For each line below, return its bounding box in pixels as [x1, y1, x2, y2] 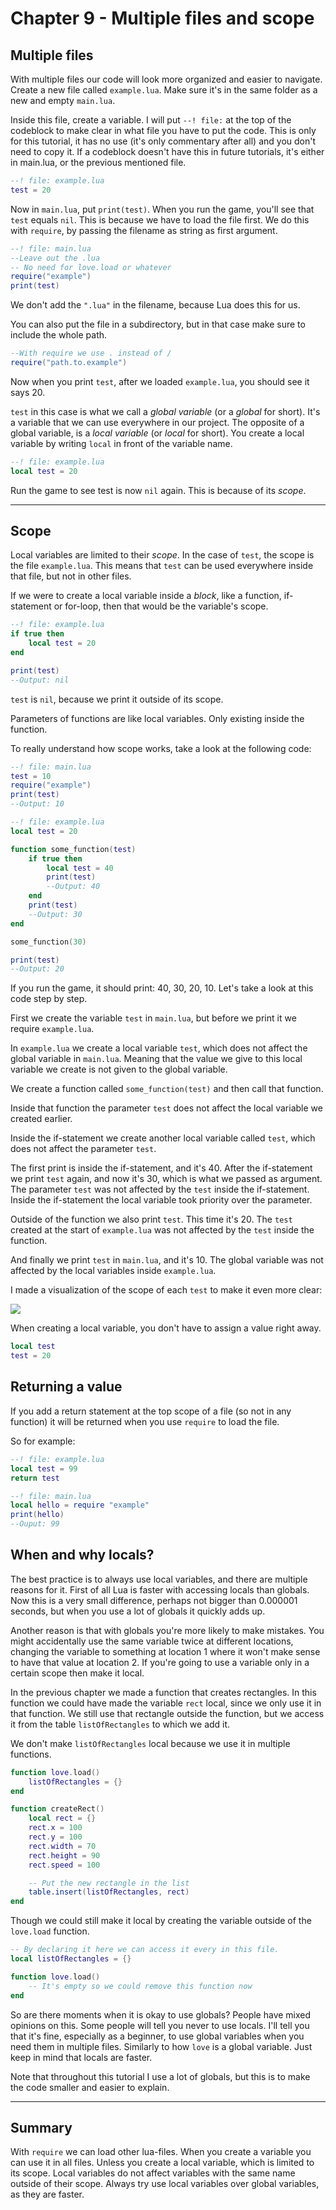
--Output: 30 [28, 909, 83, 919]
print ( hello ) [10, 1510, 65, 1520]
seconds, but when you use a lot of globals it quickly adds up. [10, 1605, 266, 1617]
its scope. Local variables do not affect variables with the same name [10, 2167, 296, 2179]
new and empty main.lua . [10, 95, 116, 106]
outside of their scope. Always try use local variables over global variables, [10, 2178, 320, 2190]
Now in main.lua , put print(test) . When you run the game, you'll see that [10, 203, 315, 215]
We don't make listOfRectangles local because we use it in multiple [10, 1737, 291, 1749]
